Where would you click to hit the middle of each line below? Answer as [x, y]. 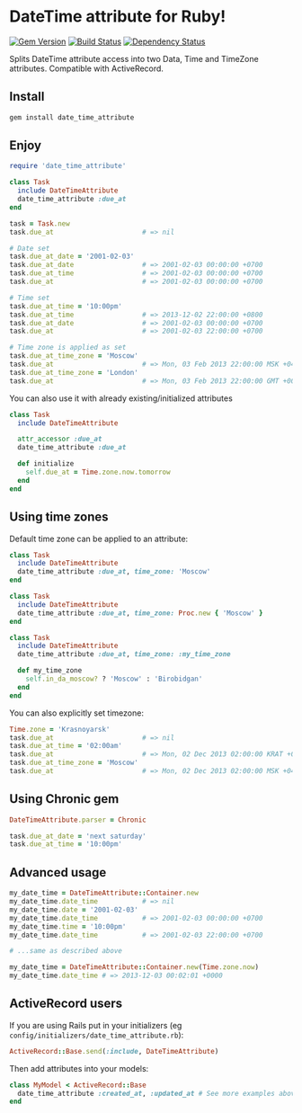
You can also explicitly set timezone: [76, 713]
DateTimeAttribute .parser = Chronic [78, 820]
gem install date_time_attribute [72, 117]
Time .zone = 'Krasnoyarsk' [60, 729]
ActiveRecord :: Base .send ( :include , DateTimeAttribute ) [114, 1051]
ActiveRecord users [66, 1004]
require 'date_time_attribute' [68, 166]
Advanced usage [58, 873]
